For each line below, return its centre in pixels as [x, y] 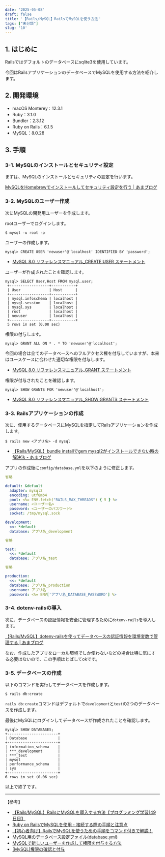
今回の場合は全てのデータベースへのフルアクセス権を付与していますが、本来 [82, 353]
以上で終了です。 [22, 787]
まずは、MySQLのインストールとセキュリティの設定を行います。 [70, 177]
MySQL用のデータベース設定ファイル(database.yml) [65, 837]
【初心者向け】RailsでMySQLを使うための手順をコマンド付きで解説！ [82, 831]
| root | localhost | [42, 311]
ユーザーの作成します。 [29, 242]
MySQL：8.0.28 [28, 133]
